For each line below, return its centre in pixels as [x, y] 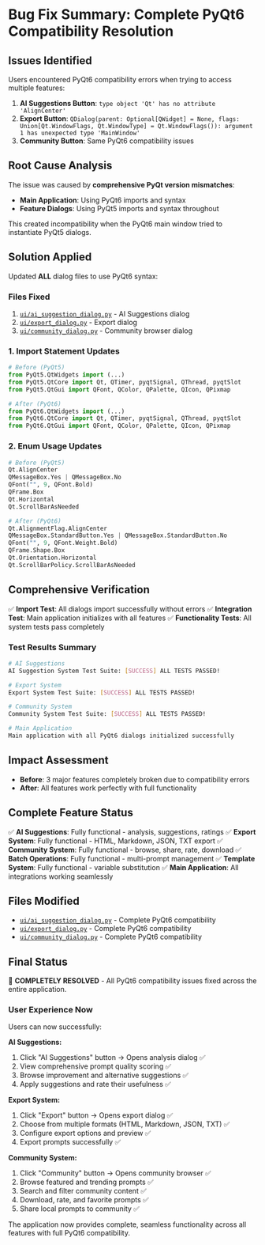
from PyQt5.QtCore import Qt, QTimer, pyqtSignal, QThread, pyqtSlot [125, 382]
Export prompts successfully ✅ [70, 1142]
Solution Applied [50, 257]
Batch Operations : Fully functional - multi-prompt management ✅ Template [132, 858]
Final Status [38, 961]
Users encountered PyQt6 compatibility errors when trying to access [120, 79]
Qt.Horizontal [32, 499]
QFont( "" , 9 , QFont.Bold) [50, 485]
